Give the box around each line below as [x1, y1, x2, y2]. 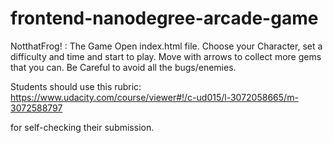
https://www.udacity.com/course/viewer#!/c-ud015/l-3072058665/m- [10, 91, 299, 103]
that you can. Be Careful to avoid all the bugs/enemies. [10, 61, 237, 73]
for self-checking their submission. [10, 121, 155, 133]
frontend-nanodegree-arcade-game [10, 7, 319, 30]
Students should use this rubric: [10, 80, 142, 92]
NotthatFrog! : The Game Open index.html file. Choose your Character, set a [10, 40, 323, 52]
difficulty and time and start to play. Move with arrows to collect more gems [10, 50, 322, 62]
